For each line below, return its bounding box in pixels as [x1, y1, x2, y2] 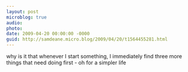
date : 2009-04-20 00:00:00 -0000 [6, 31, 90, 37]
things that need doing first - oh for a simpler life [6, 59, 126, 66]
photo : [6, 25, 23, 32]
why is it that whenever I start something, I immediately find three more [6, 53, 182, 60]
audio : [6, 20, 23, 26]
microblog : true [6, 14, 47, 20]
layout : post [6, 8, 39, 15]
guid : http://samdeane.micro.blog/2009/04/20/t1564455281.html [6, 36, 168, 42]
